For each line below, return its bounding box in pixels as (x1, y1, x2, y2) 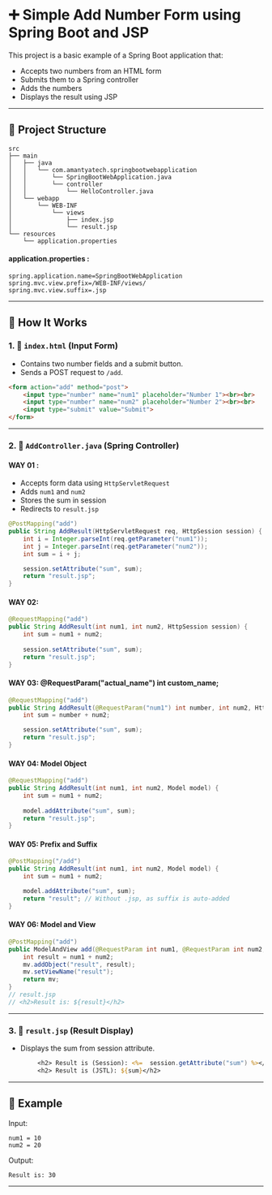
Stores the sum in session (19, 495, 107, 505)
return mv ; (23, 976, 60, 984)
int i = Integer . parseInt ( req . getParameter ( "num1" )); (23, 534, 208, 543)
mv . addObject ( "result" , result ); (23, 960, 136, 969)
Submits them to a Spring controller (19, 75, 139, 84)
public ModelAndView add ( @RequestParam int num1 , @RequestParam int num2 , (8, 945, 266, 953)
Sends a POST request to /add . (19, 367, 124, 377)
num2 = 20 (8, 1141, 42, 1150)
